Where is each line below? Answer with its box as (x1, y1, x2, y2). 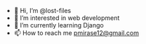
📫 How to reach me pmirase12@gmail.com (13, 29, 139, 37)
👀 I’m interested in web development (13, 14, 120, 22)
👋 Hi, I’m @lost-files (13, 7, 72, 14)
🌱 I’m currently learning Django (13, 21, 104, 29)
